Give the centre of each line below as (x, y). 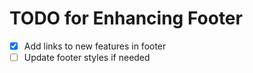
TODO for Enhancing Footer (126, 18)
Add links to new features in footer (95, 46)
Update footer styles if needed (87, 57)
